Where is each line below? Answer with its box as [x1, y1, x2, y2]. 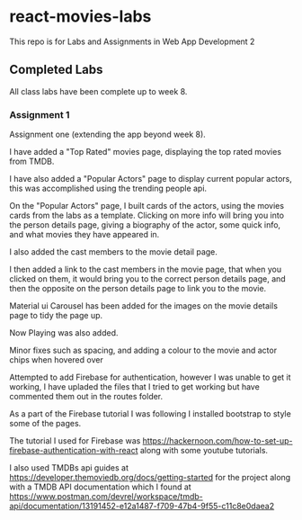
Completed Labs [9, 62, 103, 77]
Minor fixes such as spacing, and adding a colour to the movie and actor [9, 345, 277, 356]
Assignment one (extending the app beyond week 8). [9, 129, 207, 140]
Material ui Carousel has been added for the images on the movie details [9, 300, 279, 311]
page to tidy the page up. [9, 310, 103, 321]
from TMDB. [9, 156, 55, 167]
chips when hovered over [9, 354, 103, 365]
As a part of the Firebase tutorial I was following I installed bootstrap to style [9, 408, 292, 419]
